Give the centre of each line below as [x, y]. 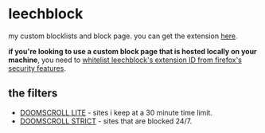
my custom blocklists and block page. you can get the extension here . [123, 36]
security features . [37, 68]
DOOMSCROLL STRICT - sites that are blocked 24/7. [106, 121]
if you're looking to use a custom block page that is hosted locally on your [132, 51]
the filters [33, 94]
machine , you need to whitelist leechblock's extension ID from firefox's [125, 60]
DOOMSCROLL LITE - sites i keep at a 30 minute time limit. [116, 112]
